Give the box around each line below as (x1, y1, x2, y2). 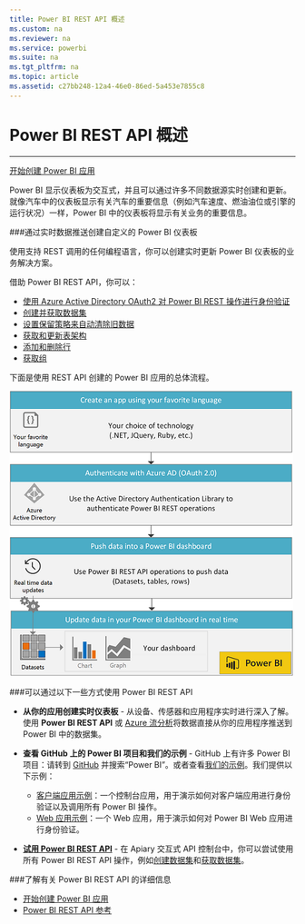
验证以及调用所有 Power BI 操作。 (35, 800, 162, 812)
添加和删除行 (22, 341, 71, 352)
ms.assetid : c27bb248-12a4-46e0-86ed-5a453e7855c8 (9, 82, 205, 91)
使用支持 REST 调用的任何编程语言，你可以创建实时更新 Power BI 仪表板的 (9, 245, 287, 256)
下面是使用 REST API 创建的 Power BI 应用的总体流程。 (9, 372, 214, 383)
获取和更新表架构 (22, 330, 87, 341)
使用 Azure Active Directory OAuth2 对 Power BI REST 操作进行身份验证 (22, 295, 290, 306)
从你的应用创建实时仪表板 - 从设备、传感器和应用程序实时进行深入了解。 (22, 705, 294, 717)
